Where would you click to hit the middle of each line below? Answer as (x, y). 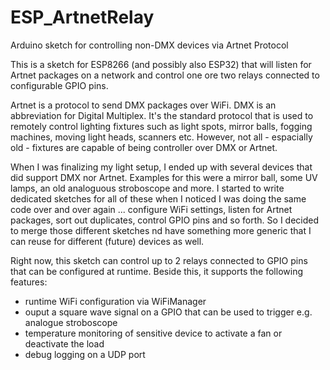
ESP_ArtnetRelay (82, 17)
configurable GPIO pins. (59, 85)
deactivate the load (64, 343)
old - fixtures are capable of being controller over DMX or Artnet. (144, 147)
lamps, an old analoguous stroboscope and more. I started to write (147, 188)
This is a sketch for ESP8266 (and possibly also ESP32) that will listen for (161, 64)
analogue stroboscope (71, 322)
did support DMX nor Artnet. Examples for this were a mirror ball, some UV (164, 177)
